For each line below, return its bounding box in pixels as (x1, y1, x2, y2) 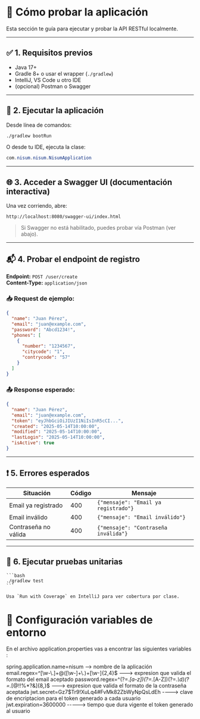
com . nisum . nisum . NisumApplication (6, 155, 92, 161)
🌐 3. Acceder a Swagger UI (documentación (6, 177, 173, 187)
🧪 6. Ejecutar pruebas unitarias (6, 557, 123, 567)
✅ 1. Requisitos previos (6, 48, 93, 58)
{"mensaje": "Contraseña (97, 524, 168, 531)
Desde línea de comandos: (6, 121, 72, 129)
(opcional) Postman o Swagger (14, 83, 91, 90)
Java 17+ (14, 64, 37, 71)
